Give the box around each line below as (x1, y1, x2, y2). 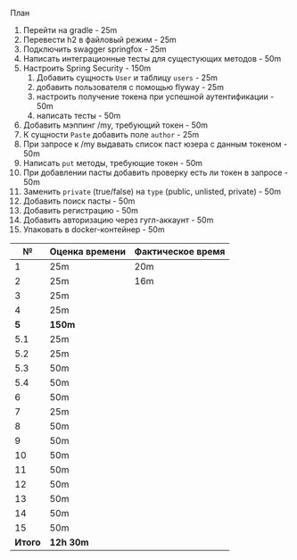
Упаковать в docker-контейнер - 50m (22, 224, 165, 235)
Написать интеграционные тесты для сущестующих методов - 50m (22, 54, 282, 63)
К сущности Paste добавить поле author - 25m (22, 130, 200, 139)
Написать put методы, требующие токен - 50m (22, 158, 203, 168)
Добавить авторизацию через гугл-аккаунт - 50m (22, 214, 214, 225)
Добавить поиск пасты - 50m (22, 196, 136, 206)
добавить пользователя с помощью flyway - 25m (36, 82, 224, 92)
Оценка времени (49, 246, 126, 257)
